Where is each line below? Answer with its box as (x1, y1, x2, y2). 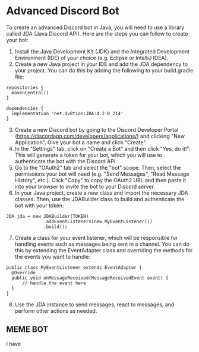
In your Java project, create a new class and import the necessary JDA (14, 189, 188, 196)
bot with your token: (14, 202, 64, 209)
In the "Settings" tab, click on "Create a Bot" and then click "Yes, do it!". (14, 145, 191, 152)
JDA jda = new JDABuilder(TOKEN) (6, 213, 89, 219)
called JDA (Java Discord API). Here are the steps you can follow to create (6, 30, 188, 37)
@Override (11, 269, 36, 275)
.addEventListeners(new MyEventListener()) (43, 218, 153, 224)
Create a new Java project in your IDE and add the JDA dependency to (14, 61, 188, 68)
